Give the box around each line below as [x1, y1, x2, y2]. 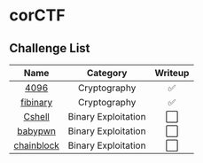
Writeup [154, 67, 190, 79]
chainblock [13, 139, 60, 151]
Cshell [23, 111, 51, 122]
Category [86, 67, 128, 79]
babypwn [17, 125, 56, 137]
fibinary [20, 97, 53, 108]
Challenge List [9, 41, 90, 56]
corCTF [9, 5, 66, 26]
